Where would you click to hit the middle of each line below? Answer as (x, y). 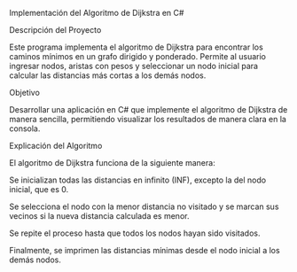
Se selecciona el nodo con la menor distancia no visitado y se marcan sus (144, 206)
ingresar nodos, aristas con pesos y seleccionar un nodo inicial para (134, 66)
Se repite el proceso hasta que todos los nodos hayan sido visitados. (135, 233)
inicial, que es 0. (39, 189)
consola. (25, 128)
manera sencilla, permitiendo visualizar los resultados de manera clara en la (148, 119)
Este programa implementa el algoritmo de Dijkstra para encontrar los (136, 47)
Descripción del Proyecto (55, 30)
